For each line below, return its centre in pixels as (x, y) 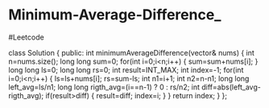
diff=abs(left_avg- (231, 87)
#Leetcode (26, 37)
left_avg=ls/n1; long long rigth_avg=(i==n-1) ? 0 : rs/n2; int (104, 87)
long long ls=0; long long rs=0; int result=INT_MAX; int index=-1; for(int (126, 69)
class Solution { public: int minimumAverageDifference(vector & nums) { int (132, 52)
